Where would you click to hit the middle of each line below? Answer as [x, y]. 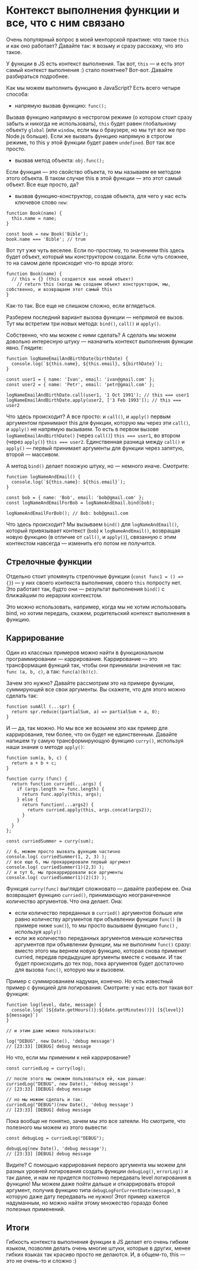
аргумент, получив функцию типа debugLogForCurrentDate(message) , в [93, 1190]
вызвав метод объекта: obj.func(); [60, 160]
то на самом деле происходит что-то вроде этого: [70, 263]
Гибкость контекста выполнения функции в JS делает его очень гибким [97, 1242]
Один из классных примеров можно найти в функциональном [85, 653]
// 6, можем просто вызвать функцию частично [63, 851]
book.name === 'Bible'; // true [46, 239]
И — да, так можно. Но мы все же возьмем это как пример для [87, 728]
